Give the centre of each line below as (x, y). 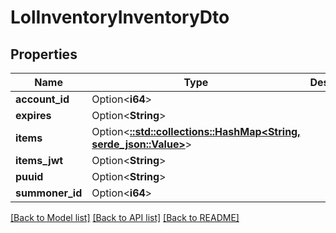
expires (33, 115)
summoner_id (49, 193)
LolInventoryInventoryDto (120, 17)
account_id (42, 99)
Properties (44, 54)
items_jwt (39, 160)
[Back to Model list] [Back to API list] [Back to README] (125, 217)
